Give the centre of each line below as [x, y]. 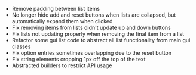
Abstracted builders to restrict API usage [62, 65]
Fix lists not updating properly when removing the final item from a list [98, 34]
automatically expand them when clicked [62, 21]
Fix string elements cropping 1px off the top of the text [79, 59]
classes [21, 46]
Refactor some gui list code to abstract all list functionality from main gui [101, 40]
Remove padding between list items [56, 9]
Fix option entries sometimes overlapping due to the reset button [92, 53]
